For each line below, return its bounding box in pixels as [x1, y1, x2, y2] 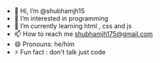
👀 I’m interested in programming [14, 14, 109, 23]
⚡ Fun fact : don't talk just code [14, 48, 106, 56]
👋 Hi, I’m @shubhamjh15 [14, 7, 85, 15]
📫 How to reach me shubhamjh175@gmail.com [14, 30, 153, 38]
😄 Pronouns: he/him [14, 40, 75, 48]
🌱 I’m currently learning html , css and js [14, 22, 132, 30]
